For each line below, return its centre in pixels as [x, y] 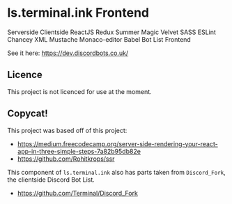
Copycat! [28, 114]
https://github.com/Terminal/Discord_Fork [77, 193]
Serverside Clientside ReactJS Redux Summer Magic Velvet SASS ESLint [111, 32]
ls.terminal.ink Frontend [78, 13]
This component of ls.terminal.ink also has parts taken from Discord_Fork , [117, 172]
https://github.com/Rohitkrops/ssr [66, 159]
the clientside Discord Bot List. [51, 180]
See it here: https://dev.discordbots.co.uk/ [68, 53]
